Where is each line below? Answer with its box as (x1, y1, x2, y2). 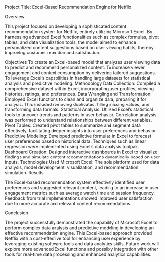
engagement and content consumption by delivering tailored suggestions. (5, 70, 156, 76)
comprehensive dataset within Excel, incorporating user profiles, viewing (5, 86, 154, 91)
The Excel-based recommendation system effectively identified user (5, 179, 145, 185)
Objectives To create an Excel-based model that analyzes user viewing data (5, 59, 160, 65)
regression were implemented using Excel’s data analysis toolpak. (5, 144, 140, 149)
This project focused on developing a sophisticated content (5, 23, 127, 29)
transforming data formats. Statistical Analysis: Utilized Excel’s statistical (5, 106, 153, 112)
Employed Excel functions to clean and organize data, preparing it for (5, 96, 147, 102)
